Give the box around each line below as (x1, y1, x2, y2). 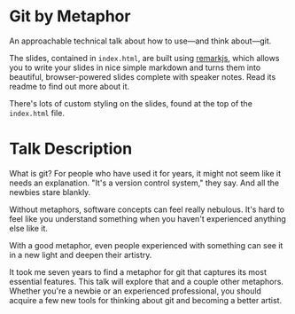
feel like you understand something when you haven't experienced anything (9, 213, 286, 224)
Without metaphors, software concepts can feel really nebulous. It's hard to (9, 204, 285, 215)
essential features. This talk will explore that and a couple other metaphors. (9, 276, 283, 287)
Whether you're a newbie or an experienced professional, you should (9, 286, 261, 296)
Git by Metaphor (9, 6, 131, 27)
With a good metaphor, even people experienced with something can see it (9, 239, 283, 250)
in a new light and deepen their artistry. (9, 249, 152, 260)
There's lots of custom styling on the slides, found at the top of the (9, 98, 252, 108)
